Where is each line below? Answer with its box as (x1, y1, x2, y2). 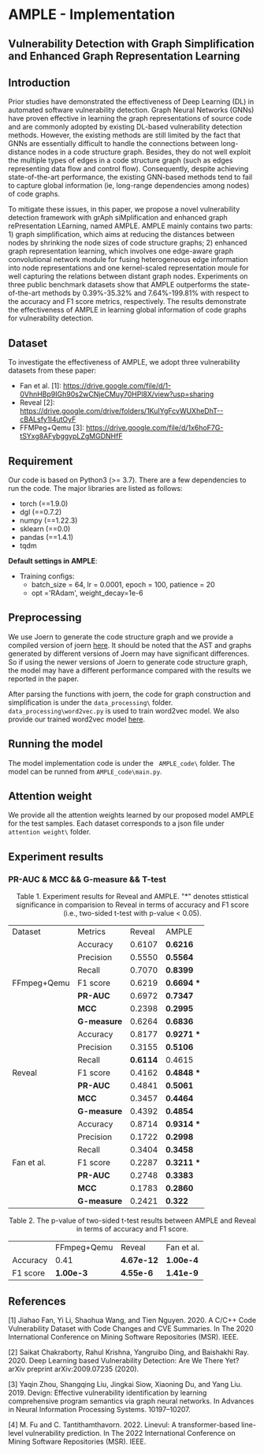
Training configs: (19, 571, 75, 581)
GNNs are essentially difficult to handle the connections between (8, 139, 219, 148)
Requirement (8, 454, 73, 467)
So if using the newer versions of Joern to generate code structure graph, (8, 657, 248, 666)
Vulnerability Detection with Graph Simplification (8, 37, 255, 51)
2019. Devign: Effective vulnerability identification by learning (8, 1388, 207, 1397)
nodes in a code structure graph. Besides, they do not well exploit (38, 148, 251, 157)
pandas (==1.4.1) (19, 533, 73, 542)
